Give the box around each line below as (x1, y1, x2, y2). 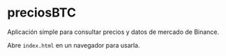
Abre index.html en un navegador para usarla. (7, 41, 141, 49)
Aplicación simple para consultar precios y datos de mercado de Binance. (7, 28, 220, 36)
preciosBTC (7, 5, 77, 21)
